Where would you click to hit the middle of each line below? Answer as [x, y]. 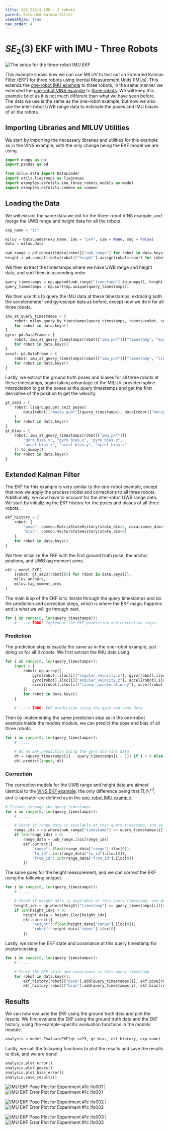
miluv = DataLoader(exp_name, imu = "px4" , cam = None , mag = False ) [80, 239]
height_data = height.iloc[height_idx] [65, 915]
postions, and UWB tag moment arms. [45, 561]
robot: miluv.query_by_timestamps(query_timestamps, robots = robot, [86, 321]
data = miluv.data [24, 244]
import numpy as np [26, 160]
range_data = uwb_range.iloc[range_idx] [66, 840]
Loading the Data [33, 203]
